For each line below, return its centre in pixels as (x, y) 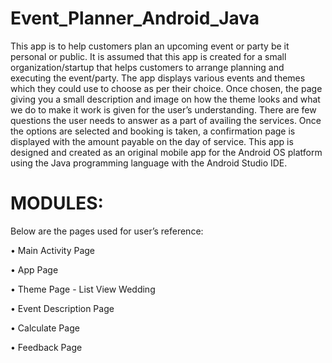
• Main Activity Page (53, 250)
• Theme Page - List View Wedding (83, 289)
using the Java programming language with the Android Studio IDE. (149, 163)
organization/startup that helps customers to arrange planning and (147, 67)
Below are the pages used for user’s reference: (107, 231)
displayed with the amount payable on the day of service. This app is (152, 141)
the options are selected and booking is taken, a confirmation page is (153, 131)
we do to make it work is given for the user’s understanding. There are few (163, 109)
